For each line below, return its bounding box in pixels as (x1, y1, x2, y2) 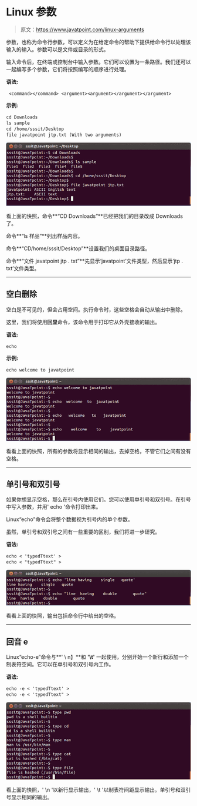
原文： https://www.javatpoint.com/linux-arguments (20, 26, 145, 33)
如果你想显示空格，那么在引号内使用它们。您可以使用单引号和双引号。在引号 (6, 496, 191, 503)
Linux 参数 (6, 5, 57, 19)
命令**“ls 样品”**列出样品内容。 (6, 232, 83, 239)
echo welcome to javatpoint (6, 367, 75, 373)
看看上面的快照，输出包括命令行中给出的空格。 (6, 612, 119, 619)
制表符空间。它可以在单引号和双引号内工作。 (6, 661, 114, 668)
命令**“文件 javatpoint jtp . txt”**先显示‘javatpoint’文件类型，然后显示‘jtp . (6, 257, 184, 264)
